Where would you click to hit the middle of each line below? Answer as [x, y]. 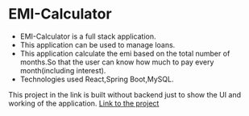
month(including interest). [63, 70]
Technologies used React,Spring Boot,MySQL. [97, 79]
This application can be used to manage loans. [98, 44]
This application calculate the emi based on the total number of [125, 53]
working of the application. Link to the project [84, 103]
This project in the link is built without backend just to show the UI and [125, 94]
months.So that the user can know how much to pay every [117, 62]
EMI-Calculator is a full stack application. [88, 36]
